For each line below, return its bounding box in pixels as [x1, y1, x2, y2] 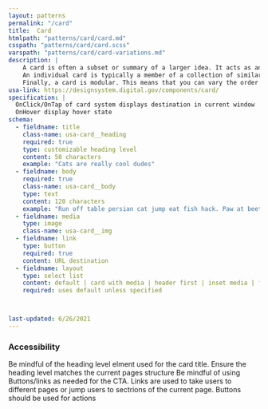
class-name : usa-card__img [22, 227, 112, 236]
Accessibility [8, 341, 61, 352]
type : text [22, 189, 59, 198]
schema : [8, 116, 34, 124]
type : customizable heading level [22, 145, 137, 153]
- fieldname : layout [15, 264, 84, 272]
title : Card [8, 26, 52, 34]
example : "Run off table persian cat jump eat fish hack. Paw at [22, 204, 245, 212]
